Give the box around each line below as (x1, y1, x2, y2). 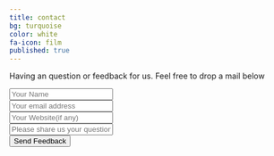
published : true (9, 46, 70, 55)
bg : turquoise (9, 21, 63, 30)
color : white (9, 29, 58, 38)
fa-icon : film (9, 37, 63, 47)
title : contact (9, 12, 66, 22)
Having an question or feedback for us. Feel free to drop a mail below (9, 70, 266, 81)
